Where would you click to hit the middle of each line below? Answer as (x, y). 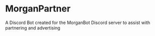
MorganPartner (38, 9)
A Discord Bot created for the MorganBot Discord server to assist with (78, 22)
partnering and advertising (33, 27)
